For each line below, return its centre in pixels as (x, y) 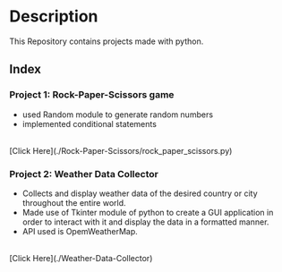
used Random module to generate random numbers (117, 115)
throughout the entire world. (74, 202)
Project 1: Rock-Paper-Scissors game (92, 95)
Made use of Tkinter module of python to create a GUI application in (148, 212)
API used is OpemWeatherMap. (80, 231)
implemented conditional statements (89, 123)
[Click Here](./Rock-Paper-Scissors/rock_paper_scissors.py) (121, 150)
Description (54, 17)
